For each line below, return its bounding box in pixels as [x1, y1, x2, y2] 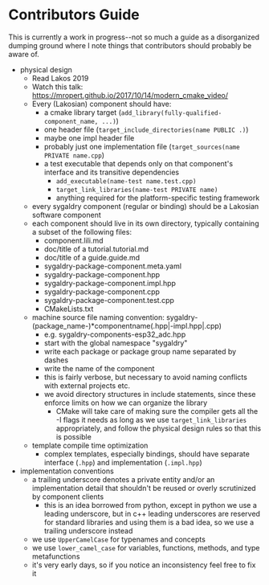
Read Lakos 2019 [31, 73, 89, 83]
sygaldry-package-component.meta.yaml [43, 261, 182, 271]
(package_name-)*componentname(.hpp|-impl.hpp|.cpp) [31, 321, 222, 330]
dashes [43, 355, 69, 365]
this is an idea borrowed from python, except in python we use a [43, 500, 257, 509]
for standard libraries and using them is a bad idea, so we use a [43, 517, 255, 527]
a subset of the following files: [31, 227, 132, 236]
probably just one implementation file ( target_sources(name [43, 141, 240, 151]
